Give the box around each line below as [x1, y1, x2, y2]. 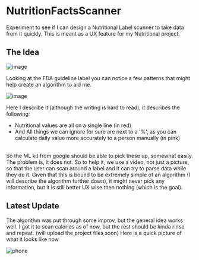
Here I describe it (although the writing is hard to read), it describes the [6, 104, 180, 111]
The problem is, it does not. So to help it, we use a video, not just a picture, [6, 158, 189, 166]
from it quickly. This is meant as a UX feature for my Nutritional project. [6, 30, 180, 37]
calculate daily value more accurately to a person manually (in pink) [14, 134, 181, 141]
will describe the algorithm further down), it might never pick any [6, 177, 165, 185]
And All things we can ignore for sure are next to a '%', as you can [14, 128, 177, 135]
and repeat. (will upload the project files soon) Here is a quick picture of [6, 229, 182, 236]
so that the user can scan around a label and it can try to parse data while [6, 164, 187, 172]
